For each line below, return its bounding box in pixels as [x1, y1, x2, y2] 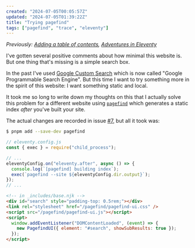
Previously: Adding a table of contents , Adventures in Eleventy [6, 41, 157, 48]
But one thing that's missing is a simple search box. [6, 58, 130, 66]
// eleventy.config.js [6, 139, 61, 145]
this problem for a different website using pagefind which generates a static [6, 100, 189, 107]
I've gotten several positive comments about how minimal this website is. [6, 52, 182, 59]
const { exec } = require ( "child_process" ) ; [6, 144, 117, 150]
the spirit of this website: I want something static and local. [6, 82, 148, 89]
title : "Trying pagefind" [6, 19, 69, 25]
